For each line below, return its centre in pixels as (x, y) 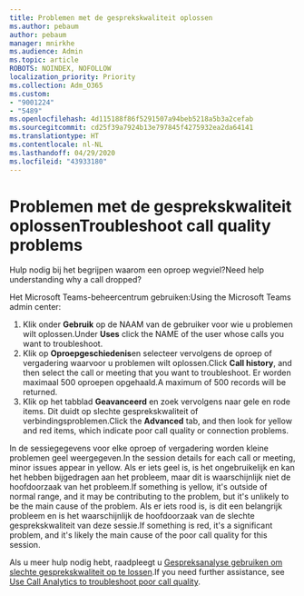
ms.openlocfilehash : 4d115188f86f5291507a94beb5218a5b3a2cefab (132, 119)
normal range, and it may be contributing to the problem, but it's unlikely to (149, 497)
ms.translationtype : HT (54, 136)
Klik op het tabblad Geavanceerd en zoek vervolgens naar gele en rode (156, 402)
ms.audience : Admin (46, 52)
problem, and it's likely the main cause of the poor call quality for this (138, 535)
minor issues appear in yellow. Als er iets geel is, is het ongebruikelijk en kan (152, 468)
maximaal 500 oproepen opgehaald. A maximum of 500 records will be (154, 382)
